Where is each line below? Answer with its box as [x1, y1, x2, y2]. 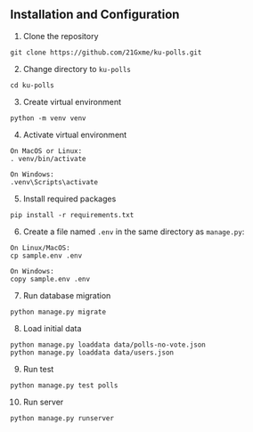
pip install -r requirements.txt [10, 210, 135, 219]
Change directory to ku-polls [22, 63, 132, 74]
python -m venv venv [10, 113, 87, 123]
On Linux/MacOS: [10, 243, 70, 252]
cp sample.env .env [10, 251, 83, 260]
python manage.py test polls [10, 380, 118, 390]
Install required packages [22, 193, 117, 204]
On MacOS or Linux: [10, 146, 83, 155]
